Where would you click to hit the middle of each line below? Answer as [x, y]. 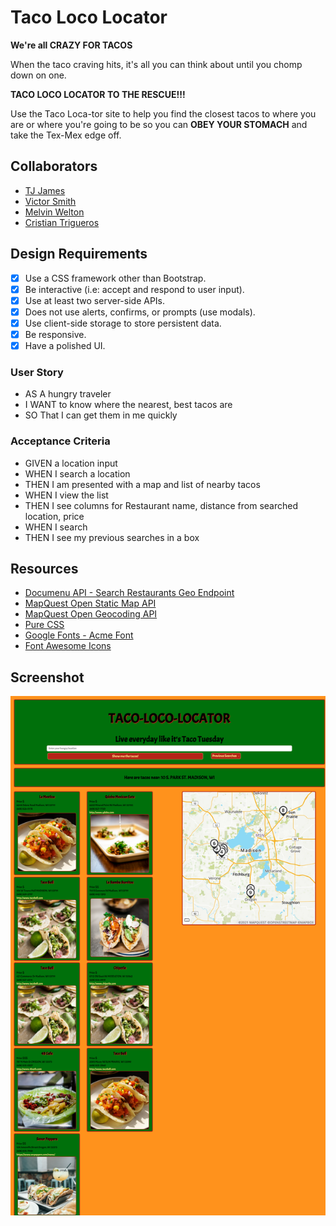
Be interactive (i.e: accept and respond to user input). [134, 289]
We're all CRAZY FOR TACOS [71, 45]
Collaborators [54, 166]
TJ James [45, 190]
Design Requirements [79, 254]
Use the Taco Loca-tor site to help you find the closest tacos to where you [163, 113]
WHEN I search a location [77, 473]
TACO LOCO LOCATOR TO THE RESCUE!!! [98, 94]
